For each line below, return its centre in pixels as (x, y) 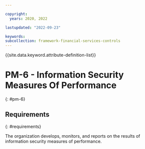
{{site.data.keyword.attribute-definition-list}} (51, 55)
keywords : (15, 37)
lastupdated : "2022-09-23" (33, 28)
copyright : (16, 14)
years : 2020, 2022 (29, 19)
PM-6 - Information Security (65, 75)
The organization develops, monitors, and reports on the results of (73, 136)
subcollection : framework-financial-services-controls (63, 41)
